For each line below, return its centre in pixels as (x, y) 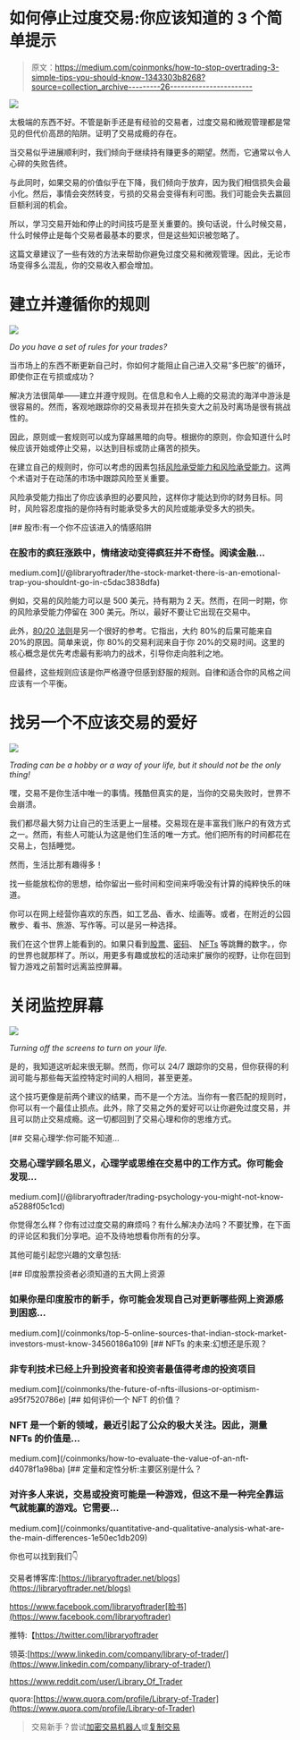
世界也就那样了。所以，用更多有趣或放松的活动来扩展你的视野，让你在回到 (154, 955)
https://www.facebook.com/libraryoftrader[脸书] (98, 1606)
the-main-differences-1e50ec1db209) (79, 1537)
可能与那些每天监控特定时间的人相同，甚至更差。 (107, 1078)
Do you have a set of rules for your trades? (88, 346)
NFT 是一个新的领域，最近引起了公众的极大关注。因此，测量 (138, 1425)
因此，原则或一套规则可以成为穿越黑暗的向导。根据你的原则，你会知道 (138, 437)
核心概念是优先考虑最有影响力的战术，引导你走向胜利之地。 (119, 653)
